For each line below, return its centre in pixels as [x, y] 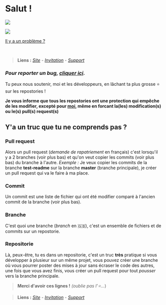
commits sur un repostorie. [33, 231]
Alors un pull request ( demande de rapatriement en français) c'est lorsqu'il [82, 152]
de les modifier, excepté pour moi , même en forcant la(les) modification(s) [83, 106]
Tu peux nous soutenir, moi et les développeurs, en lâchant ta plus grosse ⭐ [83, 84]
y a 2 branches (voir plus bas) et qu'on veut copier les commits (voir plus [80, 157]
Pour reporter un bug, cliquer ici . [45, 73]
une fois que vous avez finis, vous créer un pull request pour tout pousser [81, 270]
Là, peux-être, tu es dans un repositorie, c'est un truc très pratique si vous [81, 255]
